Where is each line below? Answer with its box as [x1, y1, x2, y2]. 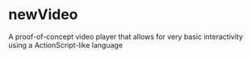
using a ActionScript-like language [8, 40, 123, 49]
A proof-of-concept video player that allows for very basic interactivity [8, 32, 244, 41]
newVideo [8, 6, 78, 24]
